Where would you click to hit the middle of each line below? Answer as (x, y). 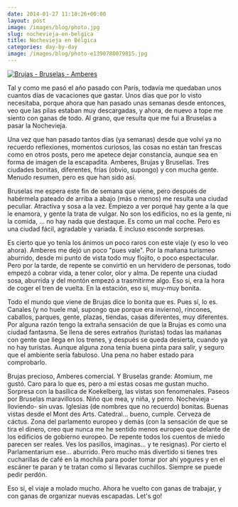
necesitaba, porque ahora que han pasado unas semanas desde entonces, (117, 103)
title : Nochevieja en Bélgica (52, 41)
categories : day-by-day (43, 47)
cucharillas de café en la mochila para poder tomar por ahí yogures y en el (116, 459)
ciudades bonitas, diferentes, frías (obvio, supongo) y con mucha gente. (113, 169)
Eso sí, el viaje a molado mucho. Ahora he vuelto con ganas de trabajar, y (115, 488)
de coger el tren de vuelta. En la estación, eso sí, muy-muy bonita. (104, 288)
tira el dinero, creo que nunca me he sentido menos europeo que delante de (119, 429)
